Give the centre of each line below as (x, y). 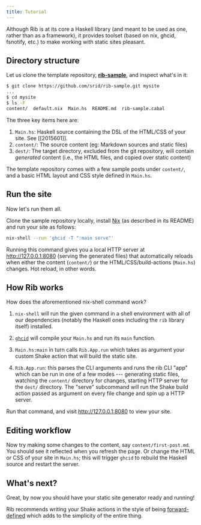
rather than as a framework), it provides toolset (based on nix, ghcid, (91, 35)
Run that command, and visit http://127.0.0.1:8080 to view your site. (89, 412)
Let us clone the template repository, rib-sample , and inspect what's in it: (97, 75)
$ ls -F (16, 103)
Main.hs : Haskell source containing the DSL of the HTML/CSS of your (100, 132)
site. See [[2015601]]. (41, 138)
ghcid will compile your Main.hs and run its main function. (85, 338)
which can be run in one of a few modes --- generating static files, (97, 374)
